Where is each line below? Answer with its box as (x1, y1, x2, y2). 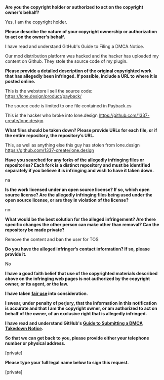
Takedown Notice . (5, 326, 43, 331)
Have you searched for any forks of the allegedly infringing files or (5, 157, 145, 163)
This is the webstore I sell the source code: (5, 88, 93, 94)
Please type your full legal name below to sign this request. (5, 360, 129, 365)
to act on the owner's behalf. (5, 34, 65, 40)
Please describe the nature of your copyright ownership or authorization (5, 29, 157, 34)
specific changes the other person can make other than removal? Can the (5, 222, 160, 227)
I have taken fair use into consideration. (5, 290, 88, 296)
